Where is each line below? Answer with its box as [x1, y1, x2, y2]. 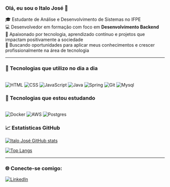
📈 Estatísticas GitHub [5, 124, 60, 131]
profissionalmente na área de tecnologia [5, 48, 90, 54]
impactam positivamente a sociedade [5, 36, 83, 43]
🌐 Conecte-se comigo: [5, 165, 62, 172]
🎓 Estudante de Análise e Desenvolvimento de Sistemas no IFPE [5, 16, 141, 22]
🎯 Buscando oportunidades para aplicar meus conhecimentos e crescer [5, 42, 155, 48]
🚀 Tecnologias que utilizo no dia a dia [5, 65, 98, 72]
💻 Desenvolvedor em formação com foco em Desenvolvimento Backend [5, 24, 159, 30]
